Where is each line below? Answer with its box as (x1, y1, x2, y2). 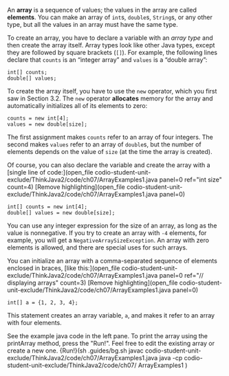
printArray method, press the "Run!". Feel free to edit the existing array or (7, 340, 215, 347)
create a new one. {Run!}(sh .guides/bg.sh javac (7, 346, 144, 355)
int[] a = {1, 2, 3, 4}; (7, 299, 78, 306)
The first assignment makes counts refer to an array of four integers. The (7, 133, 213, 141)
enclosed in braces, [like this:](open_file (7, 264, 120, 272)
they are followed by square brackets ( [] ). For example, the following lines (7, 48, 218, 56)
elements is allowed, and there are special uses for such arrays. (7, 243, 188, 252)
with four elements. (7, 319, 62, 327)
